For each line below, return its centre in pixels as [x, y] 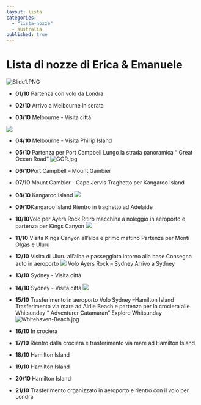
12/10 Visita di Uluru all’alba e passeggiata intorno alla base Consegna [104, 257]
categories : [21, 18]
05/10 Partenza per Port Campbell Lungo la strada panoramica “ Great [104, 153]
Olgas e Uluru [32, 244]
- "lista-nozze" [32, 23]
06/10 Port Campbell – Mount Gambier [63, 171]
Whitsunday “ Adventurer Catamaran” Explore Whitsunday [88, 313]
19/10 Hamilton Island [42, 367]
